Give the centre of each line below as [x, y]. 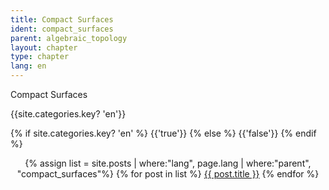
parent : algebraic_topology [69, 38]
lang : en [28, 66]
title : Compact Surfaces [62, 19]
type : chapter [40, 57]
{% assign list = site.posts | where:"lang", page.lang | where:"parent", [168, 163]
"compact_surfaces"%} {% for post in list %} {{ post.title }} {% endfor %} [168, 174]
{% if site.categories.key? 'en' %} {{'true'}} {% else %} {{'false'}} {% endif [163, 133]
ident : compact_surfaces [62, 29]
